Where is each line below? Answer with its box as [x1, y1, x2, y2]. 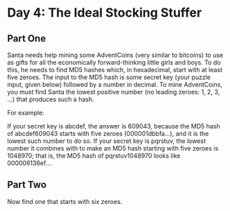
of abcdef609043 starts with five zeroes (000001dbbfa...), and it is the [7, 130, 209, 137]
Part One [7, 33, 46, 44]
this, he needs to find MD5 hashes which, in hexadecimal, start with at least [7, 66, 223, 74]
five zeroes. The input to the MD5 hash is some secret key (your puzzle [7, 73, 211, 81]
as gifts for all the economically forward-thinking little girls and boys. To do [7, 58, 221, 67]
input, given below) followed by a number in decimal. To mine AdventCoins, [7, 81, 223, 88]
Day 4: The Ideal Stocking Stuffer [7, 5, 202, 21]
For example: [7, 109, 45, 117]
